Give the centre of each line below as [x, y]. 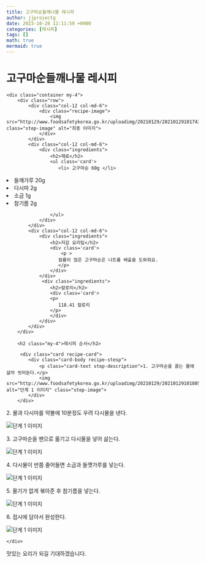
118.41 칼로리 [74, 305]
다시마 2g [26, 188]
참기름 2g [26, 203]
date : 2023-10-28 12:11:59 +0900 [49, 23]
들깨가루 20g [30, 180]
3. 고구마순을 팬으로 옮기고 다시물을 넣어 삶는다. [63, 439]
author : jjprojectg [31, 18]
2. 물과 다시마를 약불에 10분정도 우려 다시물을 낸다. [67, 412]
